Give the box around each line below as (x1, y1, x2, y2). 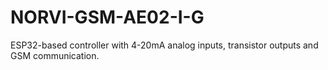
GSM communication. (10, 49, 100, 61)
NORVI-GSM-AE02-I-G (10, 6, 205, 29)
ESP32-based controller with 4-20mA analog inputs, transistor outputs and (10, 39, 319, 51)
